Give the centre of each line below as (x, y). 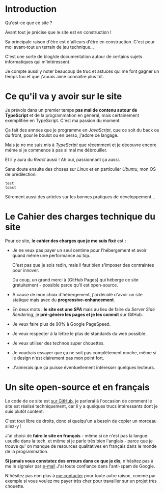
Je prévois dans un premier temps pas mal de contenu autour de (71, 110)
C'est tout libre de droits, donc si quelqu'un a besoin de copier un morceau (81, 421)
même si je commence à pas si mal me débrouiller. (56, 150)
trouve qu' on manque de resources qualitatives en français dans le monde (81, 446)
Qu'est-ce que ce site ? (29, 23)
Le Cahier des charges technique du (80, 217)
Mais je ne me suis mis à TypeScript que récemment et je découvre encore (81, 145)
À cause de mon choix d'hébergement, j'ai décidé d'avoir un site (77, 294)
